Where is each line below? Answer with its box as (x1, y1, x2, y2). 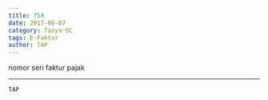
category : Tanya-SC (8, 26, 73, 34)
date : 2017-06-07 (8, 19, 66, 27)
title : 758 (8, 11, 45, 20)
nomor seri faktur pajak (8, 63, 85, 72)
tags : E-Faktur (8, 33, 59, 42)
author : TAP (8, 41, 48, 49)
